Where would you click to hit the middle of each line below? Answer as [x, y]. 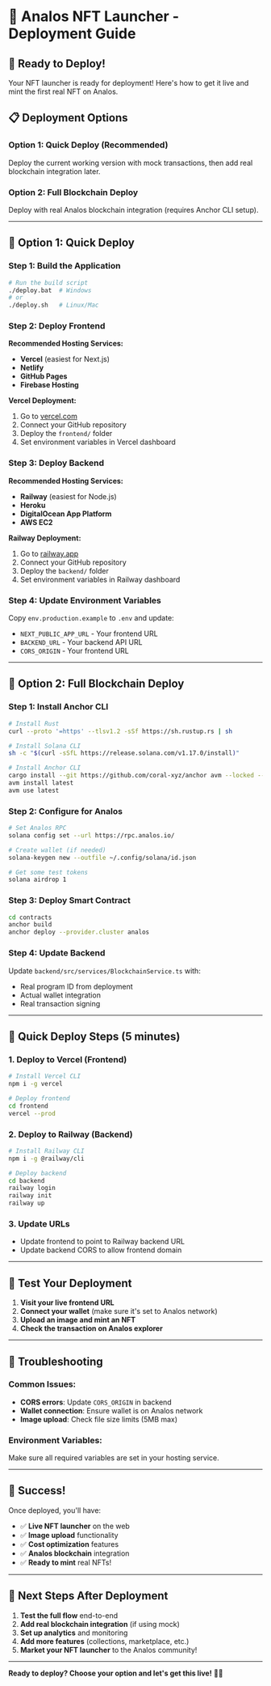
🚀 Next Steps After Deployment [88, 1596]
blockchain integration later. [54, 171]
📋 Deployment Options [68, 118]
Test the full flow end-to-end [69, 1615]
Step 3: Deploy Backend [56, 463]
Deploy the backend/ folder [64, 570]
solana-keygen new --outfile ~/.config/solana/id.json [102, 858]
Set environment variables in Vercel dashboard [98, 442]
